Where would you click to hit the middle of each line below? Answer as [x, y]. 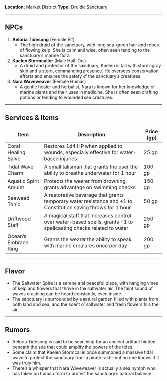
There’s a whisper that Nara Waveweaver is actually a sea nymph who [84, 368]
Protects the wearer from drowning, [85, 181]
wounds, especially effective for [81, 152]
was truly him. [27, 363]
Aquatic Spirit [24, 181]
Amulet [16, 187]
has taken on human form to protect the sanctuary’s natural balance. [82, 374]
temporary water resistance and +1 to [88, 201]
